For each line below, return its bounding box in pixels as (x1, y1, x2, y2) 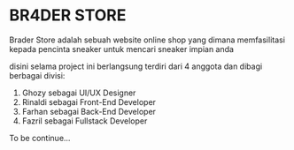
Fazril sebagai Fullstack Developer (21, 116, 148, 126)
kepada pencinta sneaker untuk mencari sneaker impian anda (9, 43, 235, 54)
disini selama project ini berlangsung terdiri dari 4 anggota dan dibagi (9, 61, 263, 71)
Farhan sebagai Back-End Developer (21, 106, 157, 116)
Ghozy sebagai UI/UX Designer (21, 87, 136, 98)
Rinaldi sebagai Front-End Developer (21, 96, 157, 107)
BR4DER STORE (9, 5, 127, 26)
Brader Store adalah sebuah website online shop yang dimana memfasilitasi (9, 34, 286, 45)
